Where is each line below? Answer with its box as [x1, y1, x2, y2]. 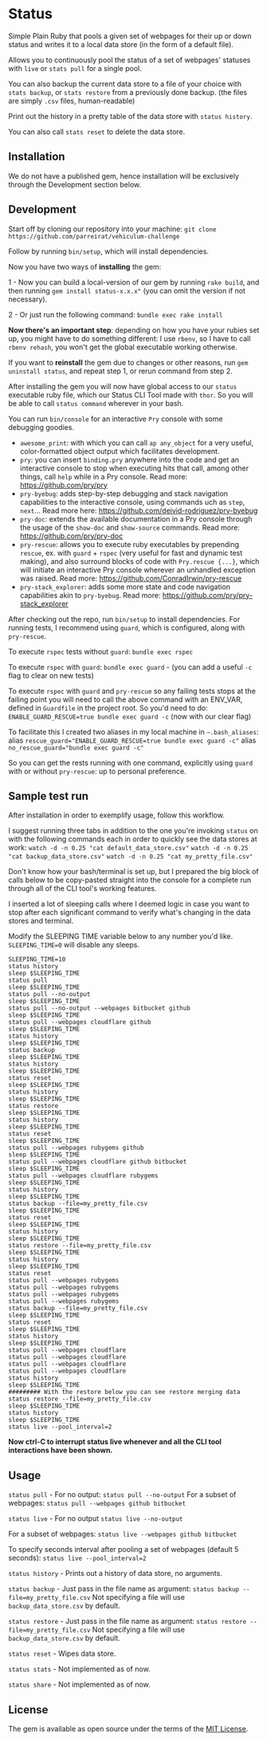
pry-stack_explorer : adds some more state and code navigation [19, 581, 231, 591]
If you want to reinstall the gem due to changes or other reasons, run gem [8, 357, 249, 367]
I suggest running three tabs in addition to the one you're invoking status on [8, 826, 259, 836]
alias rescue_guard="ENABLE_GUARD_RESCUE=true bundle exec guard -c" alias [8, 735, 257, 745]
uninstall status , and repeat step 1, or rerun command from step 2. [8, 366, 233, 376]
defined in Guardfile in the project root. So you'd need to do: [8, 703, 209, 712]
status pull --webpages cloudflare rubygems [8, 1172, 159, 1180]
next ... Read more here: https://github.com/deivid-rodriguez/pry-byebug [19, 506, 258, 515]
